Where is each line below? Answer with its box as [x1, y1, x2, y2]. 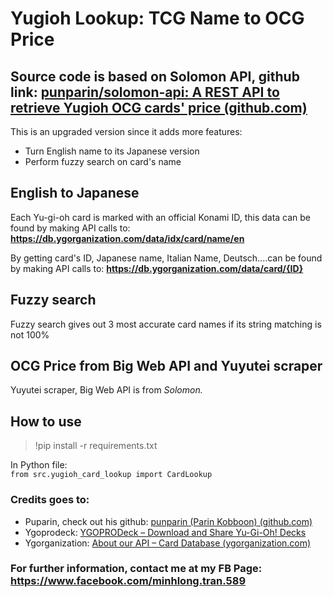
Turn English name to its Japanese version [24, 145, 200, 157]
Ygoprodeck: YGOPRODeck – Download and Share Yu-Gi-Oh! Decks [24, 526, 307, 538]
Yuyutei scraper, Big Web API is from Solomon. [10, 384, 203, 396]
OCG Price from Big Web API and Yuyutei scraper [10, 358, 323, 375]
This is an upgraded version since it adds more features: [10, 126, 243, 137]
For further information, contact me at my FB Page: [10, 562, 263, 576]
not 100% [10, 328, 50, 341]
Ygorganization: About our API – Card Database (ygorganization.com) [24, 537, 312, 549]
